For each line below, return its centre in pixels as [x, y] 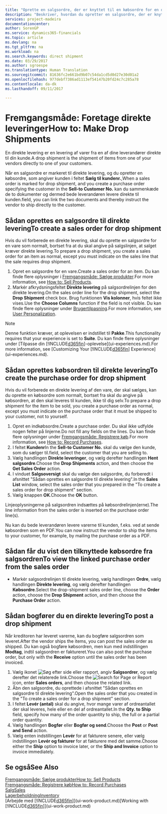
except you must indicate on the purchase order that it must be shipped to [81, 411]
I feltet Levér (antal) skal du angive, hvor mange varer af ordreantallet [84, 704]
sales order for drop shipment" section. [52, 490]
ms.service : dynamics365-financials [43, 33]
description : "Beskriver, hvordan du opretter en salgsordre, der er [79, 14]
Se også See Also [32, 767]
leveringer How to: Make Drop [67, 128]
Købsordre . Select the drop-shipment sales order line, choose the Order [86, 589]
